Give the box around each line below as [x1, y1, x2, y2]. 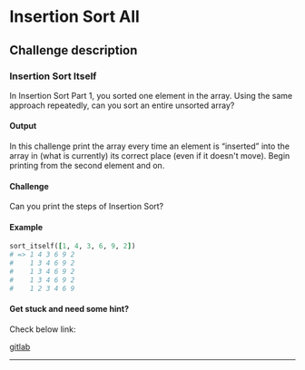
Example [9, 221, 44, 232]
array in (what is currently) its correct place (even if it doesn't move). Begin [9, 151, 290, 161]
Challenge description [9, 43, 138, 58]
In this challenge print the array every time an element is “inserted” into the [9, 141, 290, 151]
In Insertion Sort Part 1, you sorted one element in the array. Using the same [9, 90, 293, 101]
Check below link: [9, 324, 76, 335]
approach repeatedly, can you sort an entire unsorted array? [9, 100, 235, 111]
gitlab [9, 341, 31, 352]
